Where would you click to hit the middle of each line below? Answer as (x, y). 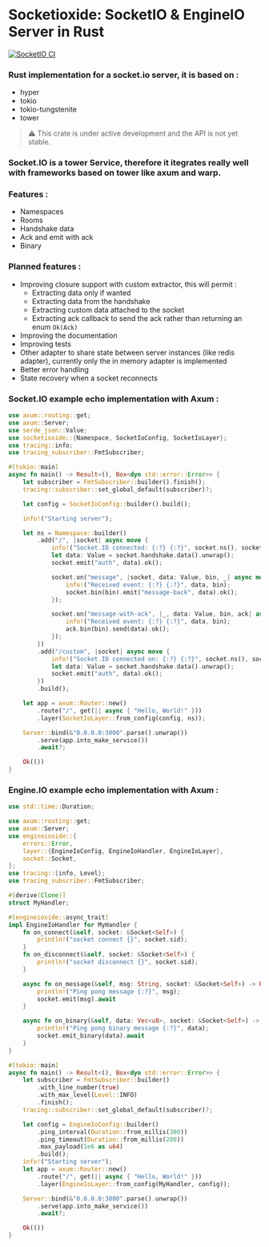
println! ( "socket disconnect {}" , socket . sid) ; (118, 962)
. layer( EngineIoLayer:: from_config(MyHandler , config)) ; (134, 1184)
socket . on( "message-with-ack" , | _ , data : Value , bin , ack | (151, 614)
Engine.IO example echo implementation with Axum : (113, 790)
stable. (39, 142)
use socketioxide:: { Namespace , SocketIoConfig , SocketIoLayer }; (118, 438)
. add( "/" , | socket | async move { (93, 540)
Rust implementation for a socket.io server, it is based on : (124, 75)
